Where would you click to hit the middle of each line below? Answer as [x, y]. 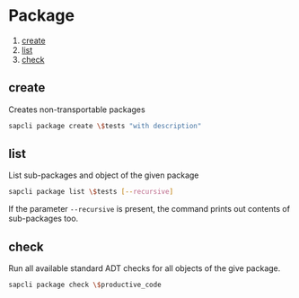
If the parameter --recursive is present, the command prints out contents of [149, 209]
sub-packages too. [44, 219]
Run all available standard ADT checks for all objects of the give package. [145, 268]
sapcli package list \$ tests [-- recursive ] [91, 192]
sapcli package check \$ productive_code [85, 285]
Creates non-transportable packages [77, 110]
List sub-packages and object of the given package [104, 175]
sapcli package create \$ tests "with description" [105, 126]
